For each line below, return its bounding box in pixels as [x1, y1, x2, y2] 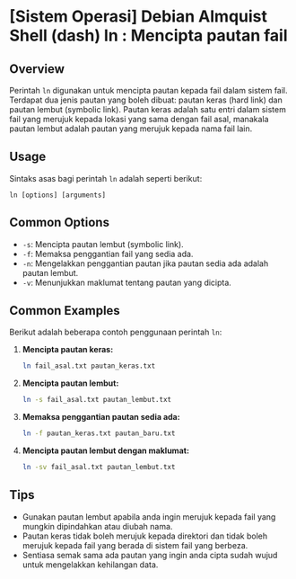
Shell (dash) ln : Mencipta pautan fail [9, 25, 289, 46]
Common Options [9, 215, 110, 230]
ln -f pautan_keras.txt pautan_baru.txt [22, 429, 176, 438]
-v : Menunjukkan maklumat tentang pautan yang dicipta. [22, 277, 231, 288]
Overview [9, 61, 65, 76]
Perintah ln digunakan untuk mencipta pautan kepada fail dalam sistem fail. [9, 85, 289, 95]
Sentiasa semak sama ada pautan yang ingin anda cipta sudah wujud [22, 549, 278, 560]
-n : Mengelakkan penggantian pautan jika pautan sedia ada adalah [22, 258, 269, 269]
